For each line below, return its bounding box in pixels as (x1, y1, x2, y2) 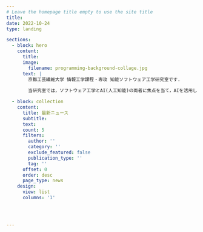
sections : (6, 37, 32, 43)
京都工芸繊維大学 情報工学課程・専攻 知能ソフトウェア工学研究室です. (28, 77, 181, 83)
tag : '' (28, 160, 47, 167)
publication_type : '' (28, 155, 83, 161)
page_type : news (22, 177, 64, 184)
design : (17, 183, 36, 189)
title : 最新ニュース (22, 110, 68, 116)
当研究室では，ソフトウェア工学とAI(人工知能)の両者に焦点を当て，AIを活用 (28, 87, 193, 94)
